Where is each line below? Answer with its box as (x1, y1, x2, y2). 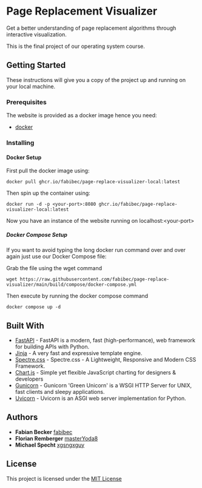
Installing (6, 138, 35, 147)
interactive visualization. (6, 30, 67, 38)
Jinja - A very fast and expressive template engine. (15, 349, 143, 356)
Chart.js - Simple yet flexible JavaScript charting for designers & (15, 368, 176, 376)
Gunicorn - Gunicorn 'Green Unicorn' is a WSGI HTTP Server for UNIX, (15, 381, 192, 389)
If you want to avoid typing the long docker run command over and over (6, 246, 186, 254)
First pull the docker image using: (6, 167, 90, 174)
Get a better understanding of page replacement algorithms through (6, 24, 177, 32)
